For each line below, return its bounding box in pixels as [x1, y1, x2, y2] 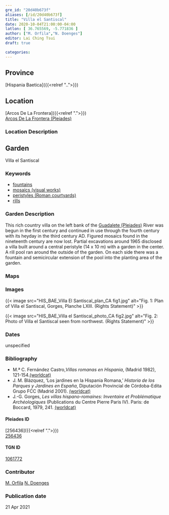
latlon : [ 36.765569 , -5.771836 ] [5, 26, 78, 31]
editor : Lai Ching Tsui [5, 36, 56, 41]
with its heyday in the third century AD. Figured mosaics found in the [5, 233, 148, 239]
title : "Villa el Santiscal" [5, 17, 67, 22]
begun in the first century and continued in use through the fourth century [5, 227, 160, 234]
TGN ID [5, 444, 21, 450]
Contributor [5, 468, 35, 475]
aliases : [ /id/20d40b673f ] [5, 12, 62, 17]
